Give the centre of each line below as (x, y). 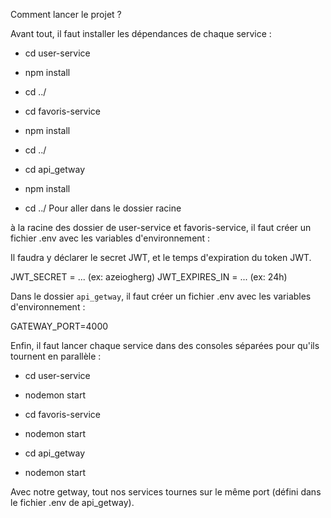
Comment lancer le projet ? (66, 14)
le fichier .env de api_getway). (72, 502)
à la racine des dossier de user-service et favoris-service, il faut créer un (161, 227)
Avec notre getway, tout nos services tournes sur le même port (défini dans (166, 492)
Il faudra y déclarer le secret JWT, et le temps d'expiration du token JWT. (161, 257)
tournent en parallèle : (56, 356)
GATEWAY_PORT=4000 (59, 326)
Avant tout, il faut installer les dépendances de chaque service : (141, 33)
